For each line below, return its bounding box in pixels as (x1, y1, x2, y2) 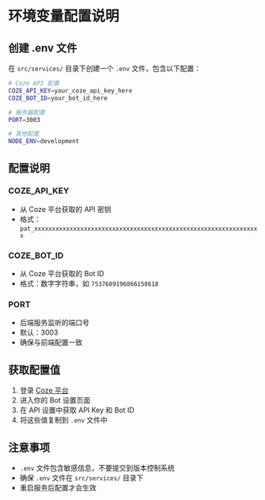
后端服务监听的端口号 (19, 318, 89, 328)
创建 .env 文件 (8, 41, 78, 55)
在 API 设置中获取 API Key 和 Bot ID (19, 405, 134, 415)
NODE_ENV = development (8, 138, 80, 146)
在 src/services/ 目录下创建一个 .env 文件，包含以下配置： (8, 64, 202, 73)
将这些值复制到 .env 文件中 (19, 415, 108, 425)
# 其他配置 (8, 130, 40, 138)
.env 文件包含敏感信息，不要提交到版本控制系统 (19, 464, 176, 473)
